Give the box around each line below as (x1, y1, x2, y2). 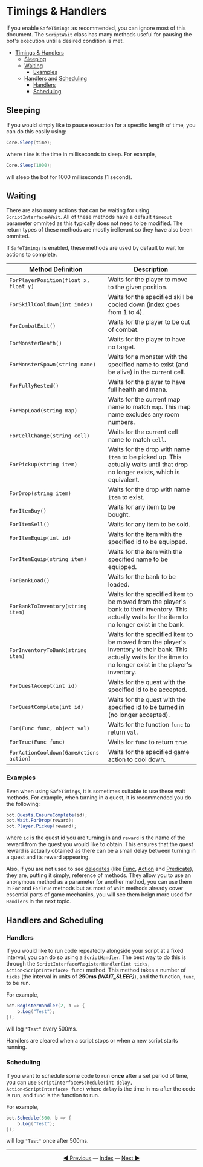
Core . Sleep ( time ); (6, 140, 53, 146)
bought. (108, 511, 130, 519)
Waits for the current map (108, 395, 181, 404)
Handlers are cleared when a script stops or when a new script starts (6, 1037, 178, 1044)
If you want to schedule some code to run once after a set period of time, (6, 1072, 189, 1079)
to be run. (6, 979, 31, 986)
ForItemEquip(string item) (9, 556, 87, 563)
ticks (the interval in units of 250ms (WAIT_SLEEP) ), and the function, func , (6, 972, 196, 980)
